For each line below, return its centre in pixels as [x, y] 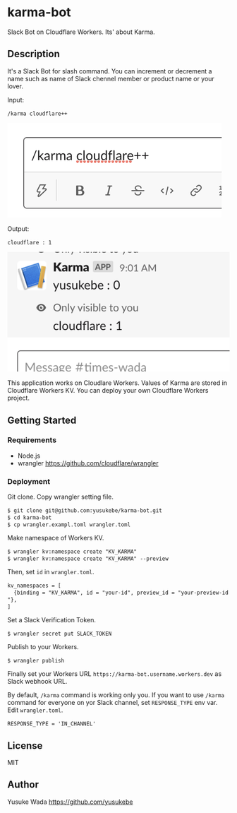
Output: [18, 229]
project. [19, 398]
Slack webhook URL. [37, 682]
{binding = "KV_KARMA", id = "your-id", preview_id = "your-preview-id [121, 593]
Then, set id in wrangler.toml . [51, 572]
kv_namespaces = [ [34, 586]
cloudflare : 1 [30, 242]
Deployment [29, 481]
